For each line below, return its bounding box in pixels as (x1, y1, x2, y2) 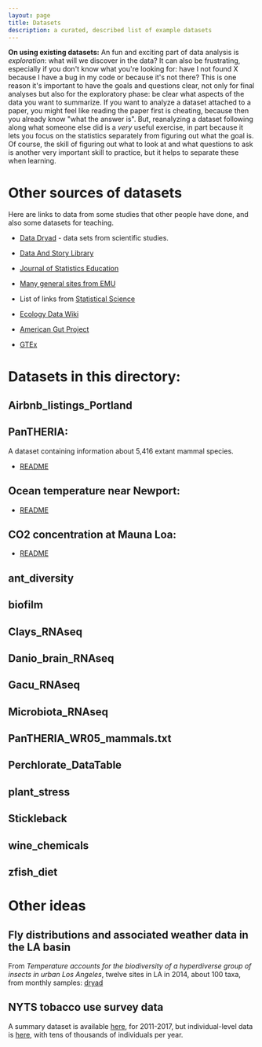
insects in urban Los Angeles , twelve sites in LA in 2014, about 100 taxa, (8, 970, 242, 979)
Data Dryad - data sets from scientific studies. (19, 233, 169, 243)
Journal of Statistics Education (19, 264, 119, 274)
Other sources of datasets (8, 184, 183, 201)
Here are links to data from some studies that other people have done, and (8, 210, 249, 219)
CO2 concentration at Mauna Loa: (8, 527, 176, 541)
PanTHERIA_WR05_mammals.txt (8, 732, 172, 745)
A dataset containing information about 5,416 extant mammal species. (8, 446, 234, 456)
